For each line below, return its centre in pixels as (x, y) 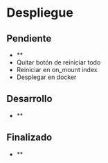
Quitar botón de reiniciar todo (58, 62)
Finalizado (29, 138)
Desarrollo (29, 99)
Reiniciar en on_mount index (57, 70)
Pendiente (29, 38)
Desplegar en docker (46, 77)
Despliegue (40, 13)
